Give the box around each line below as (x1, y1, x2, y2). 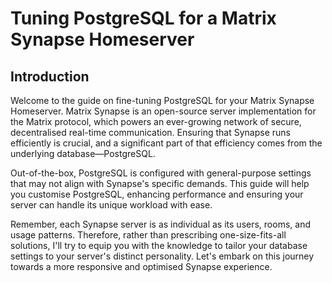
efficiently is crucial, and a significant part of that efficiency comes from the (10, 137, 323, 149)
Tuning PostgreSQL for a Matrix (10, 7, 277, 30)
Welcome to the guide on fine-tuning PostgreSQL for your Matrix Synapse (10, 95, 315, 106)
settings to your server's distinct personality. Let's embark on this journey (10, 250, 315, 262)
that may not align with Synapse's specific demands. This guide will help (10, 178, 310, 189)
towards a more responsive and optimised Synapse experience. (10, 261, 273, 272)
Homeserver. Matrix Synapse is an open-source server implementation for (10, 105, 317, 117)
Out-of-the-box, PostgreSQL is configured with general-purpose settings (10, 167, 312, 179)
